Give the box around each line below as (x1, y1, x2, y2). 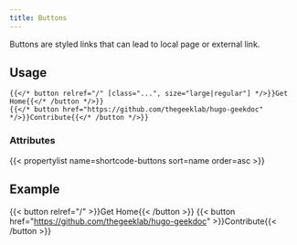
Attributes (9, 134, 56, 147)
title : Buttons (9, 13, 68, 23)
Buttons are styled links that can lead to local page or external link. (9, 38, 260, 49)
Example (9, 182, 60, 197)
